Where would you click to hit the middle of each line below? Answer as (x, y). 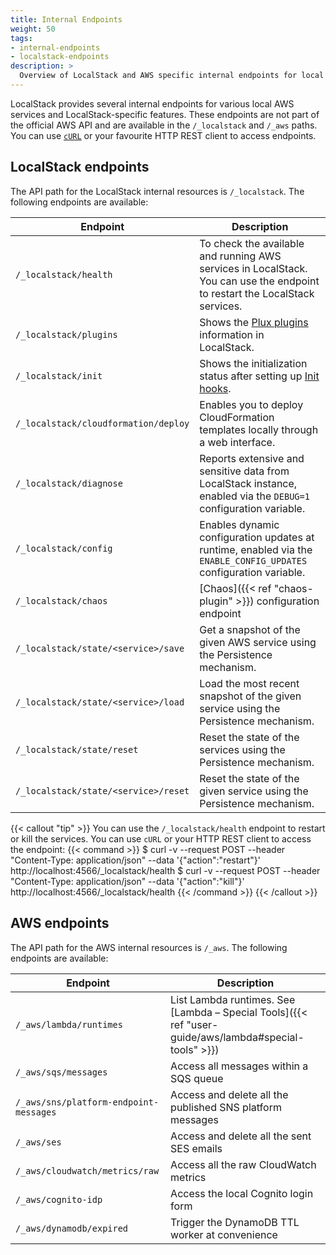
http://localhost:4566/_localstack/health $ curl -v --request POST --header (165, 870)
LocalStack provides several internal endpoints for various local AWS (152, 103)
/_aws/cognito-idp (59, 1199)
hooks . (215, 388)
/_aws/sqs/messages (61, 1072)
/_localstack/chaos (61, 600)
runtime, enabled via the (256, 549)
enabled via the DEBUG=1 (254, 496)
